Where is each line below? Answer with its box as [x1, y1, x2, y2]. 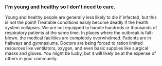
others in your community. [5, 56, 58, 62]
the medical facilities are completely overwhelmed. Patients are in [19, 35, 151, 41]
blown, [5, 35, 18, 41]
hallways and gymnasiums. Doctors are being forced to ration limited [5, 40, 143, 46]
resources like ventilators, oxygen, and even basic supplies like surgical [5, 45, 148, 51]
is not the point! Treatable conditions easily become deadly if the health [5, 19, 149, 25]
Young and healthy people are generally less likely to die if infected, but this [5, 15, 157, 20]
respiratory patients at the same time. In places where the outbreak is [5, 30, 144, 36]
